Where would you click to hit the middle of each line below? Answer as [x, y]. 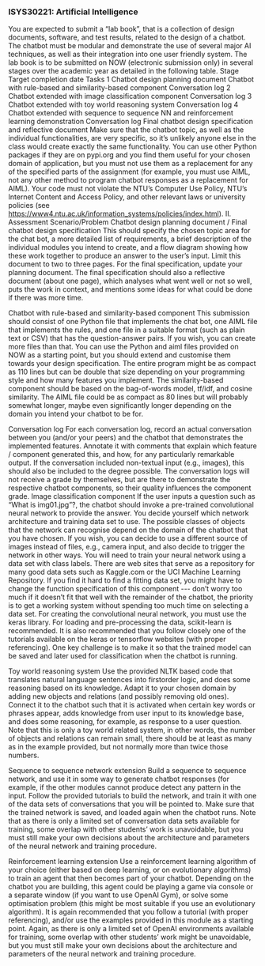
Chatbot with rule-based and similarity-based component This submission [129, 313]
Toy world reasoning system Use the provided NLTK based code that [121, 671]
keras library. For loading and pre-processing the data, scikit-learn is [120, 622]
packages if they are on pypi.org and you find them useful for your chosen [129, 155]
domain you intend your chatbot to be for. [76, 414]
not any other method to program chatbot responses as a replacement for [129, 180]
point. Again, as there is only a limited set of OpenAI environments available [131, 929]
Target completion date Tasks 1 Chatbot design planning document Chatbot [131, 79]
